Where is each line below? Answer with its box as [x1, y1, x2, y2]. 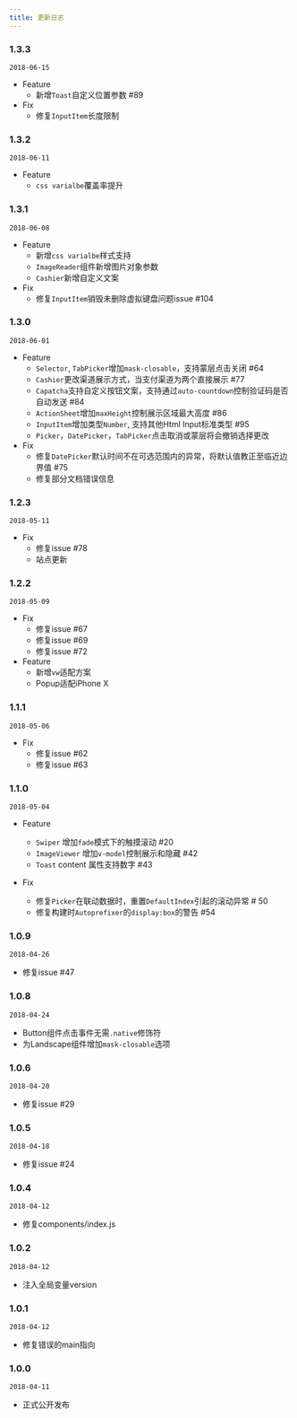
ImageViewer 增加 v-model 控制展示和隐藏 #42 [35, 848, 199, 858]
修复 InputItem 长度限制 [35, 109, 120, 121]
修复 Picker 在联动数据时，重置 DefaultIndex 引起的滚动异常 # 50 [35, 896, 268, 906]
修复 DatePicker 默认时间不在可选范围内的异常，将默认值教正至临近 [35, 451, 280, 461]
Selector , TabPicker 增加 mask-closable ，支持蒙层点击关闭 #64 [35, 363, 264, 373]
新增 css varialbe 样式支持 [35, 249, 132, 260]
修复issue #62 [35, 748, 89, 758]
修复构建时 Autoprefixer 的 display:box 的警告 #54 [35, 907, 216, 917]
